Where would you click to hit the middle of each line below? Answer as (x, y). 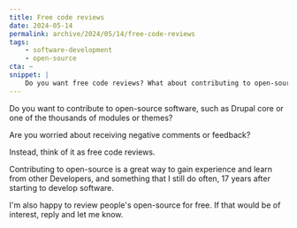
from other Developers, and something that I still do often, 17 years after (140, 179)
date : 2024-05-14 (41, 26)
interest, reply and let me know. (66, 214)
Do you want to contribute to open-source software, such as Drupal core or (147, 108)
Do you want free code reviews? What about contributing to (138, 83)
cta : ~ (21, 67)
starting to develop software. (62, 187)
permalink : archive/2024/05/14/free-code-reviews (103, 34)
